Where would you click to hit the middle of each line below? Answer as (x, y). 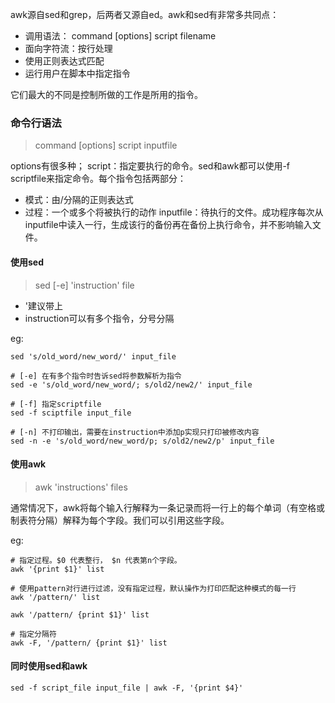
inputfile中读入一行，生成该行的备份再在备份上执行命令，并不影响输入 (168, 225)
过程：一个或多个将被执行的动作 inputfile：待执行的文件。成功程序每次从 (174, 212)
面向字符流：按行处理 (68, 48)
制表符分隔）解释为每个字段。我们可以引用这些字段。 (120, 520)
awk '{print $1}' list (57, 569)
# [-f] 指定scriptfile (56, 404)
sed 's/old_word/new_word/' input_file (93, 356)
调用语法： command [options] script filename (120, 36)
